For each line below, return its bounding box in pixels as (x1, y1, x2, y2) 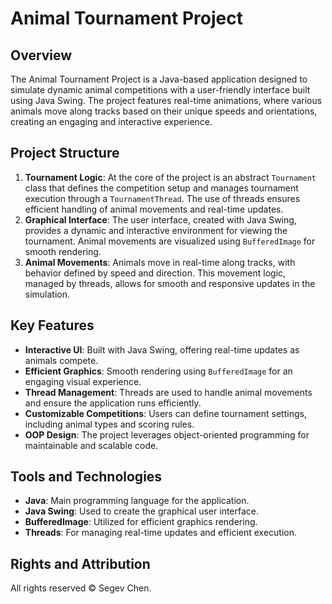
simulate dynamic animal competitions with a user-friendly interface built (10, 84, 311, 96)
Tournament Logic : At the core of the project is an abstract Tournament (24, 171, 317, 183)
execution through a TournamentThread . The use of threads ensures (24, 192, 301, 204)
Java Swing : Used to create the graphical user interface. (24, 505, 260, 517)
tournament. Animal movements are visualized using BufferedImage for (24, 235, 316, 247)
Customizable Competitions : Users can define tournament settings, (24, 407, 307, 419)
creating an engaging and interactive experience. (10, 116, 213, 127)
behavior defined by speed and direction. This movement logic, (24, 267, 287, 279)
